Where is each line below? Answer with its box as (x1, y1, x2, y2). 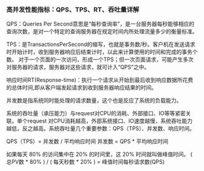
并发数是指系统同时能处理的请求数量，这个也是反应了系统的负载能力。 (6, 97, 182, 104)
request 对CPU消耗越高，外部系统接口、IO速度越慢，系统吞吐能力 (27, 117, 193, 125)
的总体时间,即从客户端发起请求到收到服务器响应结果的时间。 (6, 84, 157, 92)
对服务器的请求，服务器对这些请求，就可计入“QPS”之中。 (6, 64, 150, 71)
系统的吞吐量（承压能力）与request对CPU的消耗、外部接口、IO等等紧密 (6, 110, 186, 117)
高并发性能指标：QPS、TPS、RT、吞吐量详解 (6, 5, 140, 13)
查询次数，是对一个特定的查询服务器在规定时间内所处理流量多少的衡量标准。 (6, 28, 198, 35)
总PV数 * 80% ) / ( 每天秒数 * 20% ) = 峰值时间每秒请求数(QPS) (6, 158, 165, 166)
